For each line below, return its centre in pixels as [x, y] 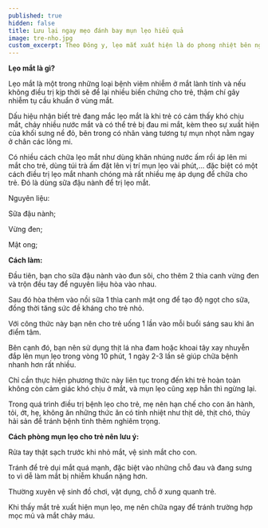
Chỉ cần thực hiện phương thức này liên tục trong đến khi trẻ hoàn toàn [124, 380]
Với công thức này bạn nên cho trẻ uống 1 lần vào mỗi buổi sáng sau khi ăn [131, 324]
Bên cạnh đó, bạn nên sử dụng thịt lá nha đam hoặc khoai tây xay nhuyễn [129, 348]
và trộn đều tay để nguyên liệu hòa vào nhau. [83, 284]
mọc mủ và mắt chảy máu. [52, 516]
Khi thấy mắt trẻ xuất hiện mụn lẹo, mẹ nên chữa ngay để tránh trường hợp [131, 507]
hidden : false [32, 23]
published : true [35, 16]
